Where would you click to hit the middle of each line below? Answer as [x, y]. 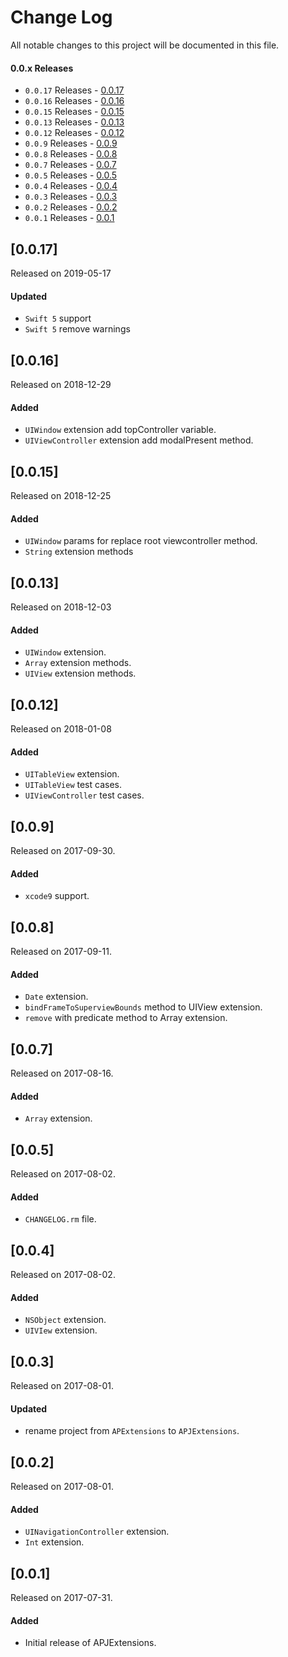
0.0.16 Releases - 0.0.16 [74, 101]
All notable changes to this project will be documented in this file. [145, 45]
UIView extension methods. [80, 673]
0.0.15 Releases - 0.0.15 [74, 112]
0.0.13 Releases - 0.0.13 [74, 122]
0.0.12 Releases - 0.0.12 [74, 133]
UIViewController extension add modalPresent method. [139, 440]
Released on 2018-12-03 [61, 607]
